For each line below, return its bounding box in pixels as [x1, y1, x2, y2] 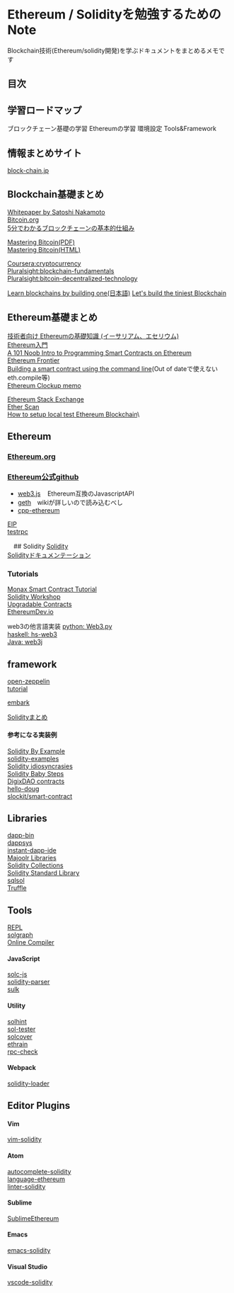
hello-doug [7, 784, 40, 793]
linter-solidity [7, 1182, 46, 1190]
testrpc [7, 528, 28, 536]
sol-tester [7, 1025, 36, 1033]
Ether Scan [7, 402, 40, 411]
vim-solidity [7, 1135, 42, 1144]
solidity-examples [7, 754, 59, 763]
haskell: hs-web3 [7, 630, 58, 639]
